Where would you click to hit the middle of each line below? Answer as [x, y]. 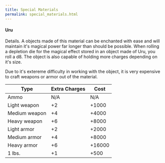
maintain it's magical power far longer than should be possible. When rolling [82, 46]
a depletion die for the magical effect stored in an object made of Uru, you [80, 51]
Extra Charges [68, 89]
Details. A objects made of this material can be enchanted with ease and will [82, 41]
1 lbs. [14, 153]
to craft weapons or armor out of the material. [51, 76]
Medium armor [25, 137]
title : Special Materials [32, 10]
